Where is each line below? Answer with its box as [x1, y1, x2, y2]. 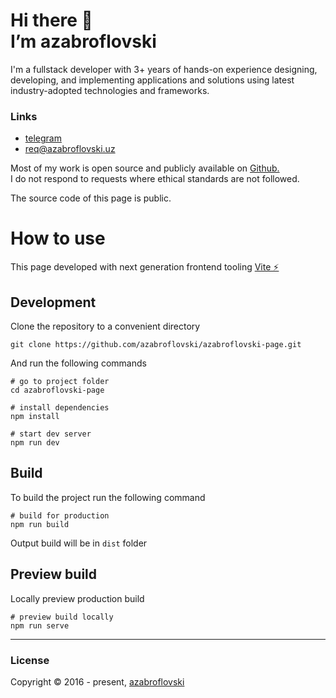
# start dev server [10, 429, 92, 439]
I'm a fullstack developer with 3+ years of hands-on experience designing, [10, 63, 318, 75]
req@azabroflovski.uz [24, 143, 116, 155]
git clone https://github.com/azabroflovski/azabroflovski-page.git [10, 339, 302, 349]
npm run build [10, 519, 70, 529]
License [10, 653, 50, 667]
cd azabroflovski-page [10, 385, 105, 395]
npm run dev [10, 437, 60, 448]
